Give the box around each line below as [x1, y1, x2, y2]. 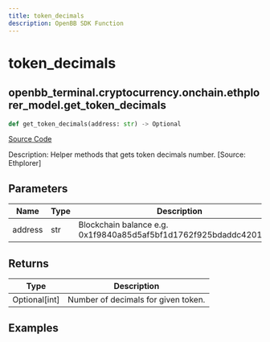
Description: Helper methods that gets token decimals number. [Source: [8, 150, 247, 159]
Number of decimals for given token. [67, 295, 206, 305]
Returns [8, 257, 50, 270]
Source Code [8, 134, 52, 144]
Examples [8, 321, 59, 335]
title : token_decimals [8, 11, 84, 20]
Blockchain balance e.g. [78, 219, 169, 230]
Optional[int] [12, 295, 60, 305]
